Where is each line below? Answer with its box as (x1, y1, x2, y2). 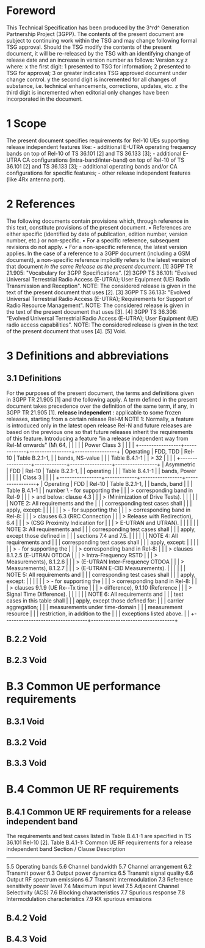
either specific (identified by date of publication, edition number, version (6, 230, 188, 237)
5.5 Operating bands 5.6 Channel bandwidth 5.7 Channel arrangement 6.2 (6, 863, 192, 870)
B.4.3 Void (6, 933, 47, 944)
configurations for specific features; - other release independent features (6, 169, 191, 176)
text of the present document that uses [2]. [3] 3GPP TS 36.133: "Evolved (6, 288, 190, 296)
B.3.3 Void (6, 758, 47, 768)
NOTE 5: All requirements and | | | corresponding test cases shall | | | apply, (6, 571, 196, 578)
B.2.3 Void (6, 654, 47, 665)
